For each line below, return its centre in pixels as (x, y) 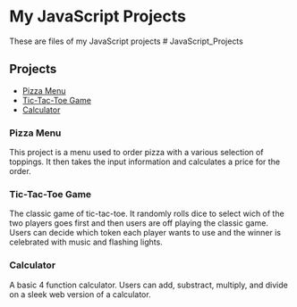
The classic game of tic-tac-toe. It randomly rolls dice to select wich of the (147, 214)
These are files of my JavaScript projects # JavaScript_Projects (126, 41)
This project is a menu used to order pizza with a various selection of (136, 153)
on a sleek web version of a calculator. (80, 294)
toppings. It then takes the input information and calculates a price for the (144, 162)
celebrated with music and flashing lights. (86, 242)
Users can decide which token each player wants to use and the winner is (145, 233)
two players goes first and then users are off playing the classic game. (139, 223)
